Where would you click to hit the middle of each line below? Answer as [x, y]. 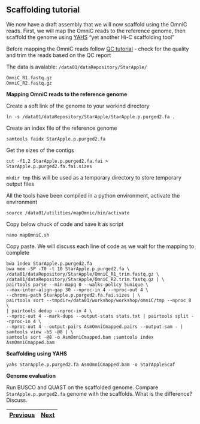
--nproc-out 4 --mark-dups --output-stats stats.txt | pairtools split [97, 316]
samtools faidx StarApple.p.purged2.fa [56, 139]
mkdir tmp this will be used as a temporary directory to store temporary [94, 177]
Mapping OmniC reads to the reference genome [67, 94]
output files [20, 184]
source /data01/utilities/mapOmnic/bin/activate [68, 213]
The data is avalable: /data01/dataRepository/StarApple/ [77, 67]
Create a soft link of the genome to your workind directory [78, 106]
